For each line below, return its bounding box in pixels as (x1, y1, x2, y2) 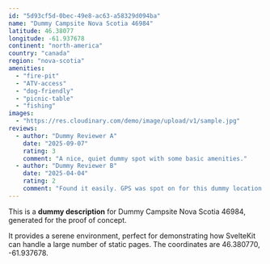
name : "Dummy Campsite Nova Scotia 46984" (8, 19, 154, 27)
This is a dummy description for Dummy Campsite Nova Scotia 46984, (8, 207, 247, 216)
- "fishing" (15, 102, 57, 110)
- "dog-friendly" (15, 86, 74, 95)
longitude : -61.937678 (8, 34, 85, 43)
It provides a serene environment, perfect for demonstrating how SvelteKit (8, 231, 256, 241)
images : (8, 110, 35, 118)
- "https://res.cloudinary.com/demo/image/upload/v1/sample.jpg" (15, 117, 241, 125)
